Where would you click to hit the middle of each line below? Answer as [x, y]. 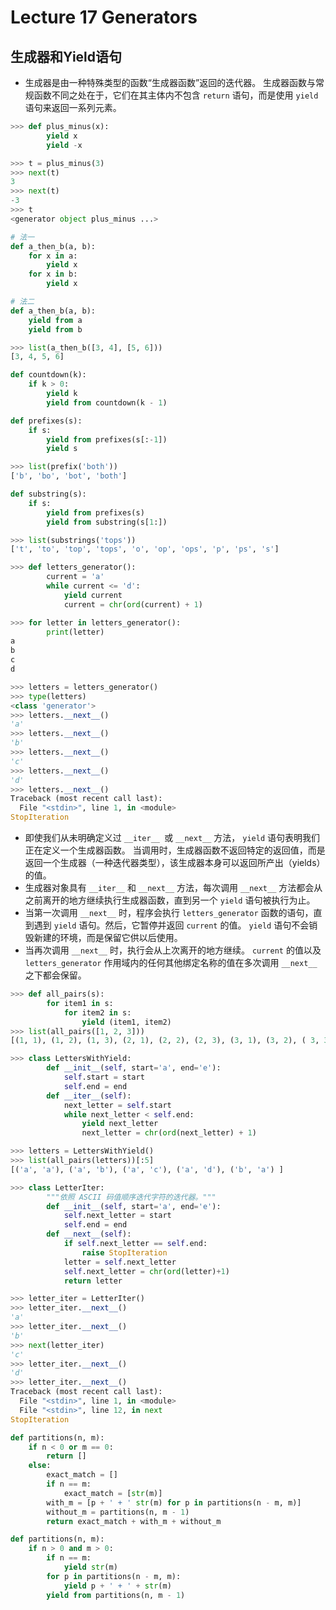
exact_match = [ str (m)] [113, 1493]
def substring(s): [48, 494]
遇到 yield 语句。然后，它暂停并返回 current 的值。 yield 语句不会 [171, 925]
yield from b [55, 329]
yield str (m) [90, 1567]
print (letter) [75, 632]
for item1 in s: [80, 1003]
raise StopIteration [124, 1252]
